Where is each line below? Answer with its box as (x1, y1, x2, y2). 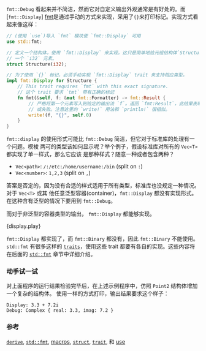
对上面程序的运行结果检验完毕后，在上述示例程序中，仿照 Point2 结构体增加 (6, 282, 198, 290)
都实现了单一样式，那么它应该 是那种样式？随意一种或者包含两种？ (6, 151, 175, 158)
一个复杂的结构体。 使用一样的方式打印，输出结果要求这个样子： (6, 290, 169, 297)
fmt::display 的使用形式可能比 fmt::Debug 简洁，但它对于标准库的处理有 (6, 135, 190, 143)
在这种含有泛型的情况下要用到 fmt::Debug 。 (6, 197, 116, 205)
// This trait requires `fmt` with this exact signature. (17, 83, 169, 90)
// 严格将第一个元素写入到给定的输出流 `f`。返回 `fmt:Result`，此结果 (28, 100, 193, 107)
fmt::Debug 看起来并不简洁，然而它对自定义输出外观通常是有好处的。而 (6, 6, 186, 12)
